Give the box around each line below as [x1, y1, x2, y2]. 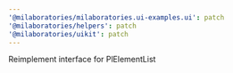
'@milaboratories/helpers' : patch [8, 21, 137, 30]
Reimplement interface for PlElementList [8, 54, 156, 65]
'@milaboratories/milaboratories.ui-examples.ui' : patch [8, 12, 225, 22]
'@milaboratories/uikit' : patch [8, 29, 129, 38]
